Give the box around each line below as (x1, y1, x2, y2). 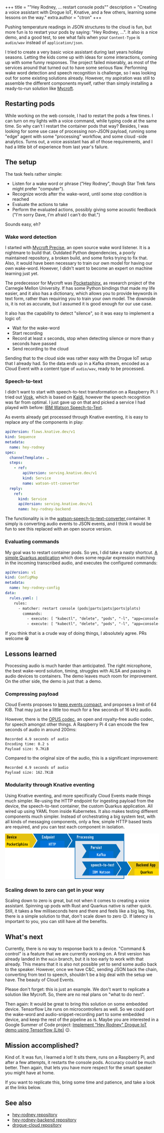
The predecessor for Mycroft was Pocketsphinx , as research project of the (5, 280, 155, 286)
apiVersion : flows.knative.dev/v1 (5, 429, 76, 435)
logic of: (5, 315, 22, 321)
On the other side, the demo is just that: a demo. (5, 678, 102, 684)
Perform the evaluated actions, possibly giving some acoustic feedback (12, 207, 157, 212)
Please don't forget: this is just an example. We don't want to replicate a (5, 986, 150, 993)
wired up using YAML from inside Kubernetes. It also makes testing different (5, 808, 158, 814)
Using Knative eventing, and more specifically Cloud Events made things (5, 792, 151, 798)
